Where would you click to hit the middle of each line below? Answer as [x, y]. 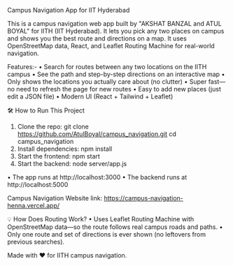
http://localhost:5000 [38, 185]
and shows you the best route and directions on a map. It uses [97, 38]
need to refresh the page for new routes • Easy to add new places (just [119, 89]
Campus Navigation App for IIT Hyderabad [69, 10]
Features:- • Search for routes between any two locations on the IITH [107, 67]
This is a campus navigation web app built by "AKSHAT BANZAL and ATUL [114, 23]
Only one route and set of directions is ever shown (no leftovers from [107, 234]
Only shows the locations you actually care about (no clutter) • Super [107, 82]
